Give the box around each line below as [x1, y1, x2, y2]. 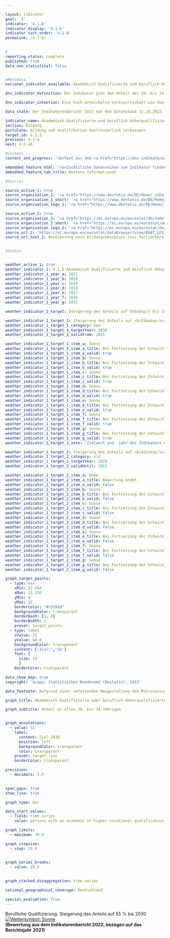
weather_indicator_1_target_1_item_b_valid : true [5, 365, 112, 370]
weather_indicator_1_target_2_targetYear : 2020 [5, 459, 108, 464]
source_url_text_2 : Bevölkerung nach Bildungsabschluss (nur [5, 235, 137, 240]
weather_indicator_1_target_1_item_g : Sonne [5, 426, 101, 431]
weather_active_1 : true [5, 262, 56, 267]
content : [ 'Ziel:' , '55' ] [14, 647, 67, 652]
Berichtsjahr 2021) [5, 927, 46, 933]
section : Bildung [5, 123, 42, 128]
